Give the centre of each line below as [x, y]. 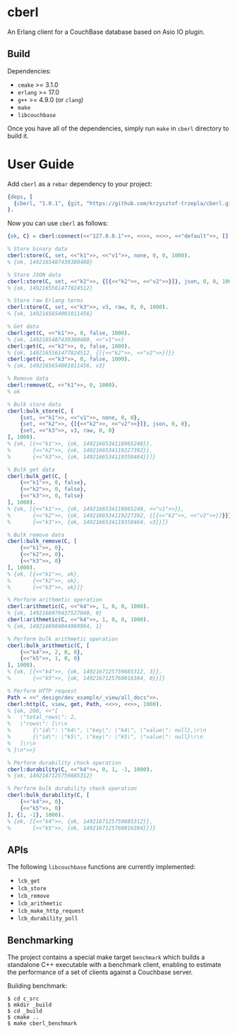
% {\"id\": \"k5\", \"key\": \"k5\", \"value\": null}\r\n [105, 737]
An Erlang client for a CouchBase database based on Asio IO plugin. [106, 32]
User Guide [41, 164]
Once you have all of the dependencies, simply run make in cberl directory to [118, 128]
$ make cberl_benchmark [42, 1023]
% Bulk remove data [36, 535]
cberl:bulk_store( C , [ [41, 411]
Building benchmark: [37, 986]
